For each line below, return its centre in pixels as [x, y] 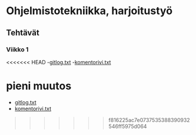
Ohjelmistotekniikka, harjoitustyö [89, 11]
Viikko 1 [17, 50]
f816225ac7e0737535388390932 [149, 120]
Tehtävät [23, 33]
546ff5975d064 [128, 126]
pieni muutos [39, 86]
